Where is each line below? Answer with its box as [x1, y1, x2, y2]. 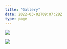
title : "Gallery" [5, 7, 41, 12]
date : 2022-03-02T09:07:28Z [5, 12, 63, 17]
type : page [5, 16, 27, 21]
